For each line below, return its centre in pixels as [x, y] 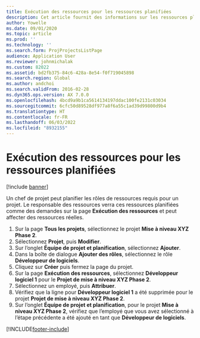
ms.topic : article [29, 34]
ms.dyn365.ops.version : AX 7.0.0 [48, 95]
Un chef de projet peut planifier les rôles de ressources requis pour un [92, 198]
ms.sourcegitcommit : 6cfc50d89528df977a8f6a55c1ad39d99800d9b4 [86, 106]
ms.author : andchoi [30, 84]
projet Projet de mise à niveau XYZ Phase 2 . [70, 298]
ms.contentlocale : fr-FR [37, 117]
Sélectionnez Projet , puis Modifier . [58, 241]
